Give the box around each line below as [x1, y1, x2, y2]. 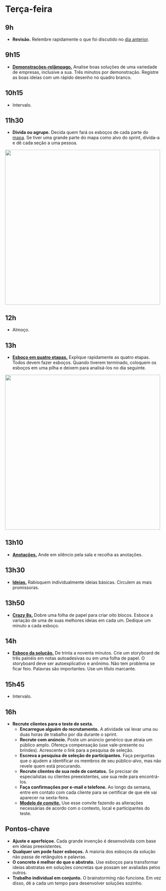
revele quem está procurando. [19, 763, 82, 769]
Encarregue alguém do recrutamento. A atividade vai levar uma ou [19, 726, 158, 732]
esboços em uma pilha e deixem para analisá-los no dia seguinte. [12, 365, 146, 371]
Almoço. [12, 327, 30, 333]
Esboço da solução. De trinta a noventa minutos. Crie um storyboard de [12, 650, 160, 656]
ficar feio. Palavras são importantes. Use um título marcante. [12, 666, 136, 672]
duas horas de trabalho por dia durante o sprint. [19, 731, 118, 737]
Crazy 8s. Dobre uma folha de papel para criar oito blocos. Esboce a [12, 612, 153, 618]
